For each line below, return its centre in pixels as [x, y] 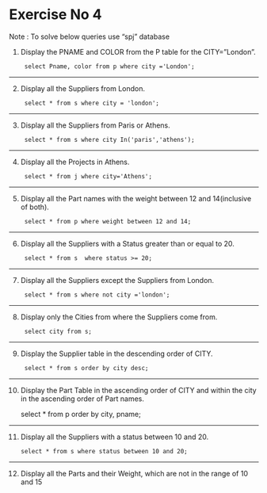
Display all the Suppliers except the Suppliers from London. [117, 280]
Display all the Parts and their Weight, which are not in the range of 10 [134, 473]
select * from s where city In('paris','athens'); [109, 139]
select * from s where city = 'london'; [92, 103]
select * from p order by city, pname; [80, 414]
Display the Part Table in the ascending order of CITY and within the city [138, 390]
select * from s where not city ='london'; [97, 295]
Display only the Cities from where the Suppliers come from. [119, 317]
